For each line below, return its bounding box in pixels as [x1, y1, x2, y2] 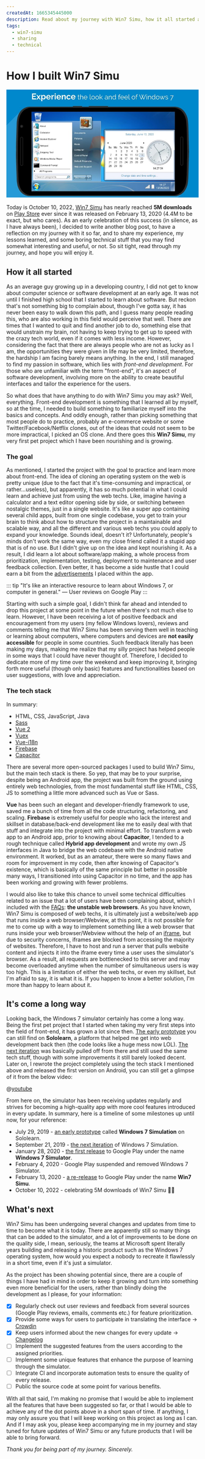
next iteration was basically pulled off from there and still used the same [6, 1047, 188, 1055]
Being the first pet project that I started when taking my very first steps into [6, 1022, 195, 1029]
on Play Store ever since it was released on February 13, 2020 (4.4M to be [6, 210, 193, 218]
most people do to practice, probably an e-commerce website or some [6, 418, 184, 425]
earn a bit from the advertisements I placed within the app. [6, 570, 154, 578]
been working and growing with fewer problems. [6, 878, 128, 886]
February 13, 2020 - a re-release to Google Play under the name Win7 [15, 1174, 192, 1181]
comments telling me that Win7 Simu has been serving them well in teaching [6, 626, 198, 634]
